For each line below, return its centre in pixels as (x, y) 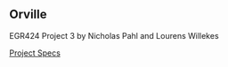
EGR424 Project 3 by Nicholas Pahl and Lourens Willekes (114, 35)
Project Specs (35, 53)
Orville (28, 15)
